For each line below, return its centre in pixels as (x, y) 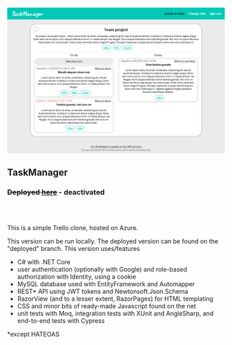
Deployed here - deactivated (56, 192)
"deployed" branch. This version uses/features (74, 249)
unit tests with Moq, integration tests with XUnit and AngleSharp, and (115, 314)
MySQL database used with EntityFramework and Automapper (106, 284)
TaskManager (37, 172)
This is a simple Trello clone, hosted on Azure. (73, 228)
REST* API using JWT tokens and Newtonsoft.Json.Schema (103, 292)
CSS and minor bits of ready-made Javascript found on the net (107, 306)
